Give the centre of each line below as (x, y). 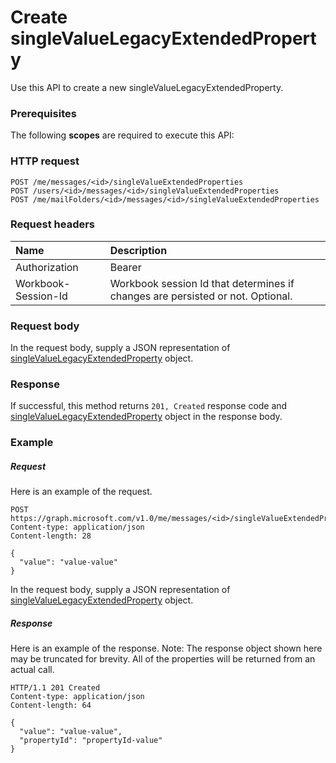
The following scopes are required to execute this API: (122, 135)
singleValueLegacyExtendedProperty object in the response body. (146, 417)
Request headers (53, 224)
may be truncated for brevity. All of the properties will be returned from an (163, 659)
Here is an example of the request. (81, 492)
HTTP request (45, 161)
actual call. (32, 670)
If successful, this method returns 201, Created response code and (149, 406)
